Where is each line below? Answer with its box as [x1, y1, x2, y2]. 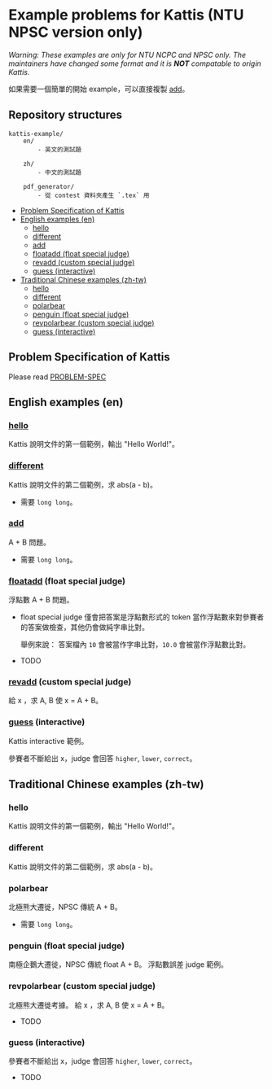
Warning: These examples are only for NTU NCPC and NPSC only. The [8, 50, 247, 59]
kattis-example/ [8, 129, 64, 138]
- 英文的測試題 [37, 145, 81, 154]
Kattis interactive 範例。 [8, 736, 89, 746]
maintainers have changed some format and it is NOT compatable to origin [8, 59, 262, 68]
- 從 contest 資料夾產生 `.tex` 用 [37, 191, 150, 199]
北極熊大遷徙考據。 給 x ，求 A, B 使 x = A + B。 [8, 999, 169, 1010]
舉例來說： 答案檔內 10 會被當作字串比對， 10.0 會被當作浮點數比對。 [20, 640, 251, 649]
